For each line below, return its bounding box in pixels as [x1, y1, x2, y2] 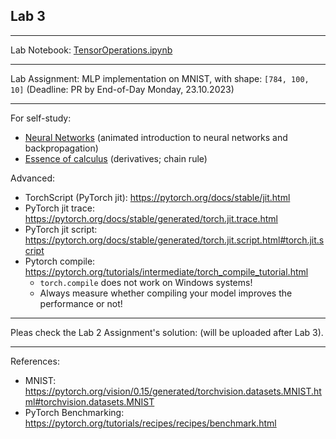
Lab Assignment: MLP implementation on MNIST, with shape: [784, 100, [10, 72, 310, 84]
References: [10, 355, 60, 367]
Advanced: [10, 172, 55, 184]
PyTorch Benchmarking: [24, 406, 125, 418]
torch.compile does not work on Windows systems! [39, 276, 253, 288]
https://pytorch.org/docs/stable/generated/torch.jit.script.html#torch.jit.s [24, 234, 325, 246]
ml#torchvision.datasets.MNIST [24, 395, 155, 408]
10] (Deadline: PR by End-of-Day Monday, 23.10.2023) [10, 83, 235, 95]
